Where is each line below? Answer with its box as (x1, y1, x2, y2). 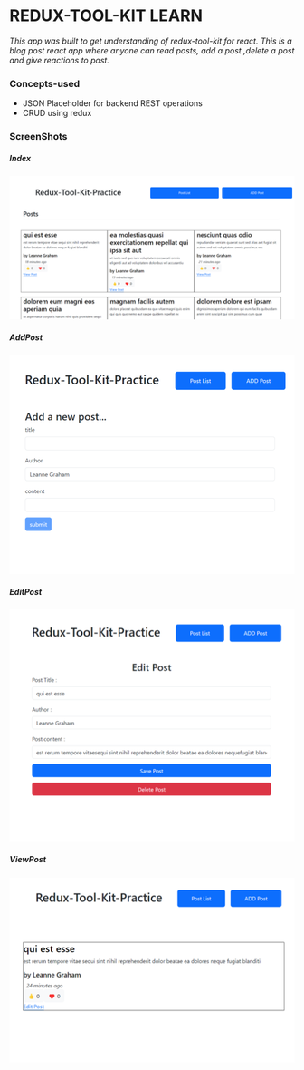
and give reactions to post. (9, 54, 110, 65)
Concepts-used (9, 77, 81, 90)
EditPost (9, 586, 43, 597)
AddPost (9, 332, 43, 343)
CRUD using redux (22, 108, 92, 119)
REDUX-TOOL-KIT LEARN (9, 5, 204, 26)
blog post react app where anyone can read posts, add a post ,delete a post (9, 44, 295, 55)
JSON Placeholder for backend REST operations (22, 98, 204, 109)
